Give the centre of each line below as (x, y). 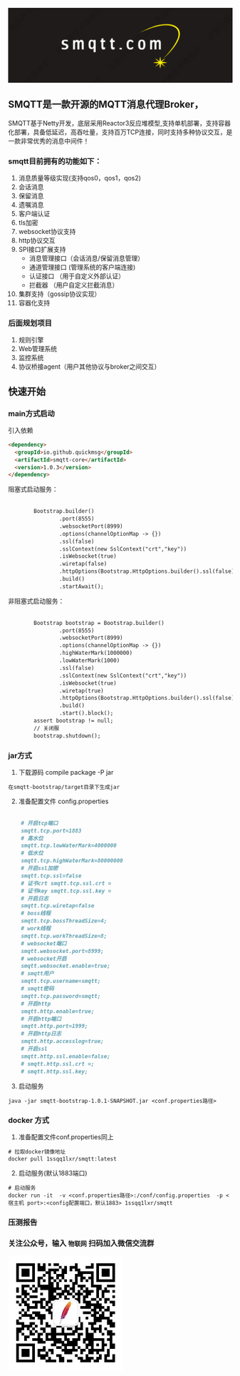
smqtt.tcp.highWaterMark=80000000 (72, 861)
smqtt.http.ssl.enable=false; (66, 1056)
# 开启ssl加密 (40, 868)
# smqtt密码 (37, 989)
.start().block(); (86, 713)
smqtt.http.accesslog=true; (62, 1041)
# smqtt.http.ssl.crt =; (58, 1064)
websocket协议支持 (47, 231)
